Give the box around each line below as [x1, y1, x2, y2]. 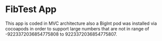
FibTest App [5, 4, 57, 15]
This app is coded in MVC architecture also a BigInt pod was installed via [5, 20, 157, 26]
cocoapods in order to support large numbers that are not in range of [5, 25, 149, 31]
